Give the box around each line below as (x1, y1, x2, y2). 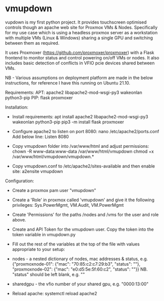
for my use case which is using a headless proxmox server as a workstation (5, 29, 158, 35)
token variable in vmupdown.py (12, 231, 76, 237)
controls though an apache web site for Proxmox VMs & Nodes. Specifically (5, 24, 158, 30)
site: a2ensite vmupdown (12, 168, 63, 174)
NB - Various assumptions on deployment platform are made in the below (5, 75, 153, 81)
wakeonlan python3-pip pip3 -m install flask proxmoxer (12, 119, 124, 125)
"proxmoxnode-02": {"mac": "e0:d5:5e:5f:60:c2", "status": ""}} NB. (12, 266, 148, 272)
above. (12, 217, 26, 222)
